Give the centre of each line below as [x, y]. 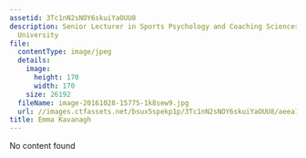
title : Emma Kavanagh [51, 120]
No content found [42, 146]
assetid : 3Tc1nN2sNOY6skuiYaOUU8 [73, 18]
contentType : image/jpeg [65, 52]
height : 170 [56, 78]
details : [34, 60]
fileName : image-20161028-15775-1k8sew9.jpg [103, 103]
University [38, 35]
